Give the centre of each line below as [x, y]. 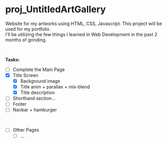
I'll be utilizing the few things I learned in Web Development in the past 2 [81, 34]
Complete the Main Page [39, 69]
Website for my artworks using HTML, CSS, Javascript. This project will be [84, 23]
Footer [20, 104]
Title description [38, 92]
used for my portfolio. [28, 29]
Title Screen [25, 75]
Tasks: [13, 59]
